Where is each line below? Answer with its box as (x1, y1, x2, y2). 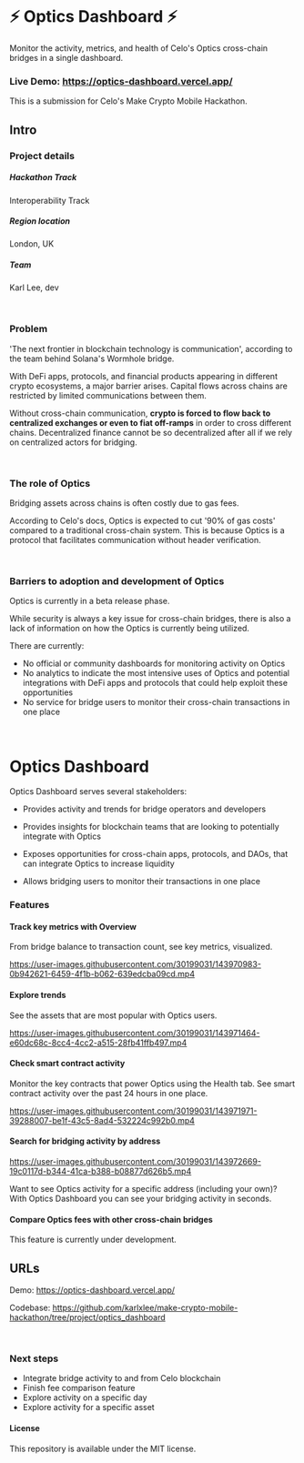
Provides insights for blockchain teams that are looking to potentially (22, 822, 279, 832)
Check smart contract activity (9, 1058, 126, 1069)
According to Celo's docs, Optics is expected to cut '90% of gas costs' (9, 515, 276, 527)
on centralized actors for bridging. (9, 437, 138, 448)
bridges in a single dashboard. (9, 52, 124, 63)
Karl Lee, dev (9, 282, 59, 293)
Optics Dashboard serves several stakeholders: (9, 786, 187, 797)
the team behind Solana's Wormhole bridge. (9, 353, 175, 364)
